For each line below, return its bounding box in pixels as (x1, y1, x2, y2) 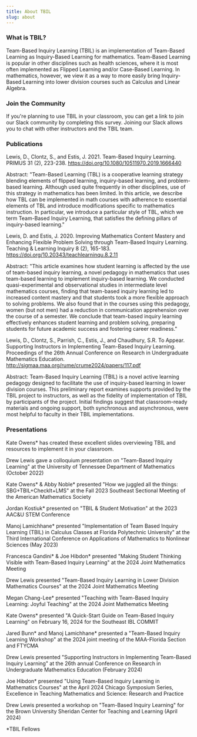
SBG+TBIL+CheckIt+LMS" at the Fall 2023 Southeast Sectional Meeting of (6, 487, 186, 494)
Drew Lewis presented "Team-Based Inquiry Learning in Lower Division (6, 576, 179, 584)
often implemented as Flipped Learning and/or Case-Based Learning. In (6, 65, 181, 73)
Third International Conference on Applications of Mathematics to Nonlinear (6, 535, 190, 542)
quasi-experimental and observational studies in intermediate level (6, 281, 168, 289)
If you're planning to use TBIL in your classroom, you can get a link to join (6, 113, 184, 120)
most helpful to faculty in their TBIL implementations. (6, 411, 134, 418)
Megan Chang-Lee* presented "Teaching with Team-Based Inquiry (6, 594, 169, 601)
